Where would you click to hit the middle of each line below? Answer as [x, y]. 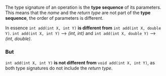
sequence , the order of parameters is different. [54, 18]
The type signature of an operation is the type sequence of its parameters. [83, 7]
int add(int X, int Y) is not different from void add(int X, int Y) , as [80, 63]
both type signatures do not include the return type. [59, 68]
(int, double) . [18, 39]
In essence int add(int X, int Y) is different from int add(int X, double [83, 28]
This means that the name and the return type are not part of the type [78, 13]
